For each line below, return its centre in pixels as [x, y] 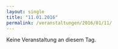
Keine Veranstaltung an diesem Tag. [51, 40]
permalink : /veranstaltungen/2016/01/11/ [59, 23]
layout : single [25, 12]
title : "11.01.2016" [32, 17]
